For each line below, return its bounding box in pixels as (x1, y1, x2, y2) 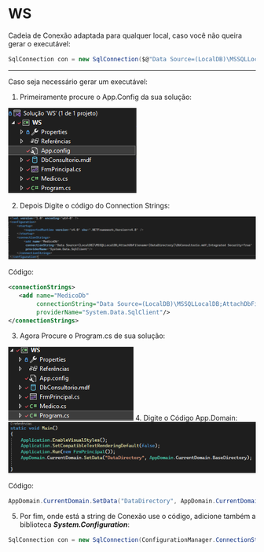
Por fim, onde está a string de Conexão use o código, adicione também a (19, 511, 256, 521)
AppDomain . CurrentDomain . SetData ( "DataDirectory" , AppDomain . (8, 497, 216, 505)
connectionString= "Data (36, 300, 114, 308)
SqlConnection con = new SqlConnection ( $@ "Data (8, 55, 167, 63)
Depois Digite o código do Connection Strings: (19, 201, 170, 210)
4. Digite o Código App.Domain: (134, 413, 238, 422)
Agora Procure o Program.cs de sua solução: (19, 331, 166, 340)
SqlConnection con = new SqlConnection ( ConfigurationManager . (8, 535, 216, 543)
